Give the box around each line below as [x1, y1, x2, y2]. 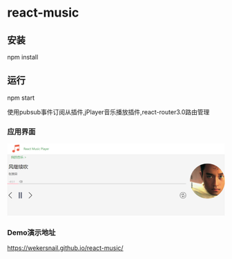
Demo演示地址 [7, 227, 56, 237]
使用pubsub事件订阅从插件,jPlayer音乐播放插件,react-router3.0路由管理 [7, 107, 210, 116]
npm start [7, 93, 35, 102]
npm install [7, 53, 39, 61]
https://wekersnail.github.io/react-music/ [7, 244, 124, 252]
